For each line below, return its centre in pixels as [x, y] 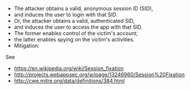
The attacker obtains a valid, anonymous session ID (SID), [84, 8]
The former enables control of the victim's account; [76, 33]
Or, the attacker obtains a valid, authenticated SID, [74, 21]
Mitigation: [27, 46]
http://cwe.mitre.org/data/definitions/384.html [69, 81]
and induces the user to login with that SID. [66, 15]
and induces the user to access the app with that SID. [78, 27]
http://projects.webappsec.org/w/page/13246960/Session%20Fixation [99, 75]
